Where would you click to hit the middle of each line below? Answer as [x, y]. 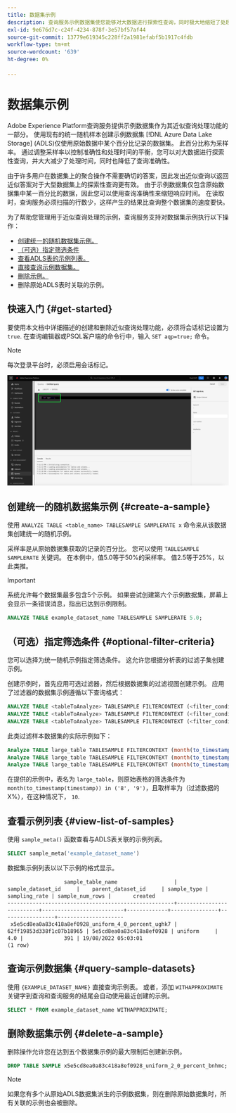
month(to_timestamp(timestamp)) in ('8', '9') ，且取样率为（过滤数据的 [113, 788]
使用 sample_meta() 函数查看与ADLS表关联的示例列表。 [87, 839]
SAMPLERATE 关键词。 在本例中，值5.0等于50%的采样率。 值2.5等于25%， [113, 558]
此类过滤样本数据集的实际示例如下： [60, 736]
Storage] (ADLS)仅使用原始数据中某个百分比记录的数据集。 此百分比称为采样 [118, 143]
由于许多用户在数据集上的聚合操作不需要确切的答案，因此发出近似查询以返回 [118, 175]
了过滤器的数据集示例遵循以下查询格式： [66, 692]
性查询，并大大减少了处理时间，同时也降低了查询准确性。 [90, 160]
